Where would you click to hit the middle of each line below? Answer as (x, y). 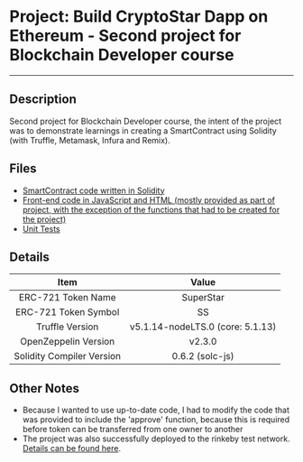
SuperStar (203, 298)
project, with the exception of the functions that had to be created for (151, 209)
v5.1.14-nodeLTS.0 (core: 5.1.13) (203, 327)
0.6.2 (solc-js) (203, 356)
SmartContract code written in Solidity (93, 190)
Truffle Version (67, 327)
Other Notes (44, 388)
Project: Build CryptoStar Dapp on (139, 17)
